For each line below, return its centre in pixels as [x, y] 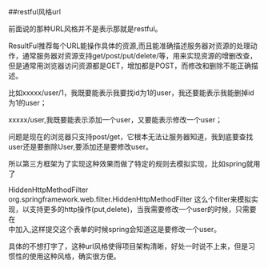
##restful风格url [35, 12]
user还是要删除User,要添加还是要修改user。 [81, 147]
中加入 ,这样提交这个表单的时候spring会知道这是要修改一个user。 [115, 229]
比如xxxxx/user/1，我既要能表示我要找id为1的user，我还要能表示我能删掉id [131, 93]
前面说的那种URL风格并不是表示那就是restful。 [85, 29]
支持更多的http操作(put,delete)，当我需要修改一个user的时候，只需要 [143, 209]
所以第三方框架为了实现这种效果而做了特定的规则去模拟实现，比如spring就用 [134, 164]
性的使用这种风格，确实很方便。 [68, 256]
